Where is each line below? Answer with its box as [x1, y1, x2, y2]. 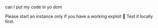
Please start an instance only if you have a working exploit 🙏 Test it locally [5, 14, 153, 19]
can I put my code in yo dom [5, 4, 62, 10]
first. [5, 19, 15, 24]
